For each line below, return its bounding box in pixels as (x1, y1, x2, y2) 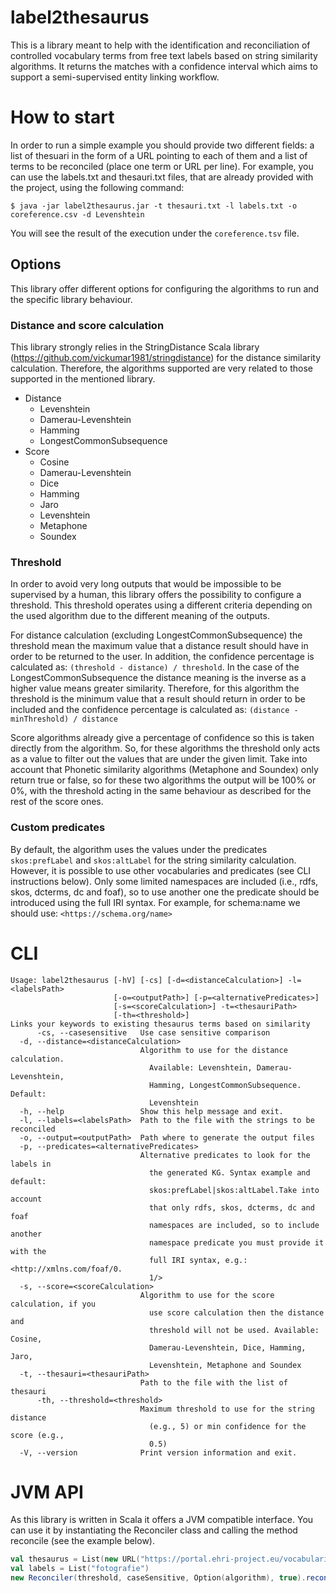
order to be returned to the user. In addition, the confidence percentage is (10, 651, 315, 663)
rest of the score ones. (10, 796, 104, 808)
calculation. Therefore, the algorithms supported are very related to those (10, 362, 313, 374)
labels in (10, 1159, 52, 1169)
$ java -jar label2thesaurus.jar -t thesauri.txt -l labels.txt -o (10, 201, 298, 211)
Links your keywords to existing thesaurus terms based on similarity (10, 1019, 311, 1029)
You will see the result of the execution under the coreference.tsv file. (10, 227, 300, 239)
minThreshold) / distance (10, 714, 118, 725)
